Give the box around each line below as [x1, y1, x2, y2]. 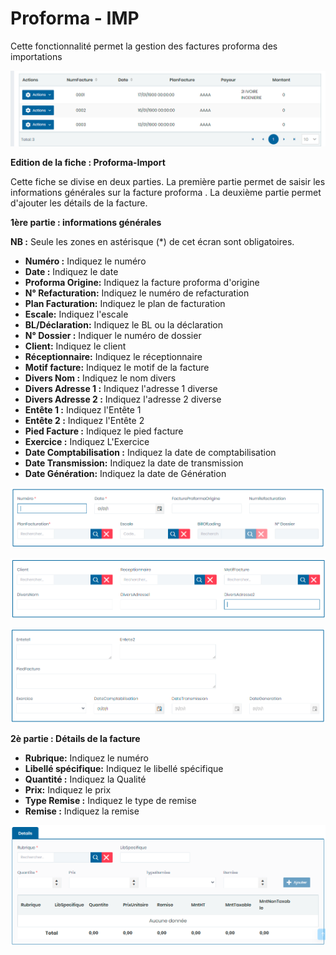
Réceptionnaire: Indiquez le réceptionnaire [24, 351, 203, 363]
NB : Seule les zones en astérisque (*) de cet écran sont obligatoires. [10, 236, 295, 248]
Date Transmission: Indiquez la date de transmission [24, 457, 244, 469]
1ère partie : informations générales [10, 217, 162, 229]
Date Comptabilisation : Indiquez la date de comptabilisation [24, 447, 277, 459]
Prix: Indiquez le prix [24, 784, 112, 796]
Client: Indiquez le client [24, 340, 127, 352]
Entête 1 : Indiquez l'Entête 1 [24, 404, 142, 416]
